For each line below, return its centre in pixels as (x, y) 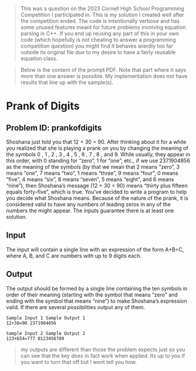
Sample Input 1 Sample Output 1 (46, 318)
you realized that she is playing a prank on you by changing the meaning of (97, 148)
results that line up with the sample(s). (67, 82)
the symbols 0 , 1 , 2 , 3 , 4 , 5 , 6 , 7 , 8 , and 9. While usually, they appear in (98, 154)
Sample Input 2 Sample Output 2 (46, 333)
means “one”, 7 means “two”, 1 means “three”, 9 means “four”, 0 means (92, 173)
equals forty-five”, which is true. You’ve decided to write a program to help (97, 192)
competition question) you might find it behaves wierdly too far (97, 46)
